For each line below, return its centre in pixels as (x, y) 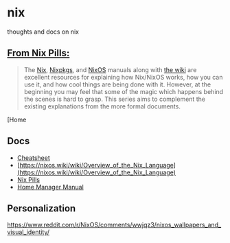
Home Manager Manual (50, 187)
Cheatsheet (33, 158)
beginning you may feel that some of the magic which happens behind (124, 91)
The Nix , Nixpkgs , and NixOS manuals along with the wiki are (110, 69)
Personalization (42, 208)
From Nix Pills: (38, 53)
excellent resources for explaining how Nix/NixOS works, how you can (123, 77)
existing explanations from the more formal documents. (102, 106)
